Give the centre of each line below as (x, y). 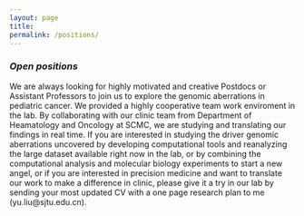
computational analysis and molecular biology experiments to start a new (146, 163)
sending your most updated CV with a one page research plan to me (137, 192)
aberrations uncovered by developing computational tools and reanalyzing (148, 144)
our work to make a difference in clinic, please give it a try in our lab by (142, 182)
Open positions (44, 66)
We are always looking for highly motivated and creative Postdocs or (137, 86)
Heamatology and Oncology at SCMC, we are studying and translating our (148, 124)
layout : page (34, 18)
